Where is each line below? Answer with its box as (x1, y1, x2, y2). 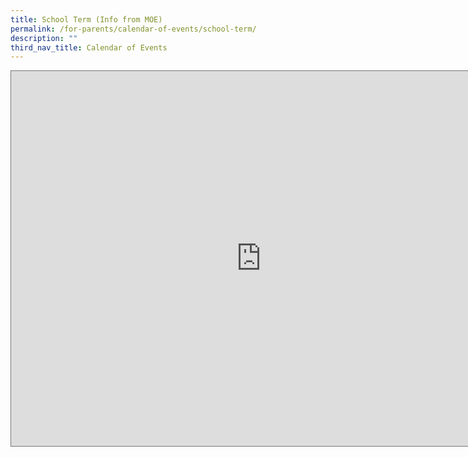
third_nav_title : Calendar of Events (10, 42, 168, 53)
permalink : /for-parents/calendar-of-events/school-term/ (10, 24, 257, 34)
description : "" (10, 33, 78, 43)
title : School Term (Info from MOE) (10, 14, 163, 25)
